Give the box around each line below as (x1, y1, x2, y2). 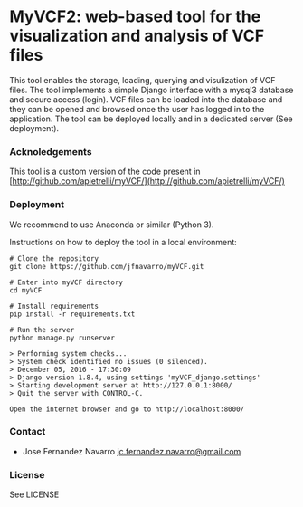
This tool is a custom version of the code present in (9, 166, 201, 177)
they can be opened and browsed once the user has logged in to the (9, 103, 265, 114)
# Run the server (9, 325, 75, 334)
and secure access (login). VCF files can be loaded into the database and (9, 93, 283, 105)
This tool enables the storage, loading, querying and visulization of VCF (9, 74, 276, 85)
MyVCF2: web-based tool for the (9, 6, 261, 27)
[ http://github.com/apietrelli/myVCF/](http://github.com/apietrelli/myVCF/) (9, 176, 285, 187)
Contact (9, 426, 46, 438)
